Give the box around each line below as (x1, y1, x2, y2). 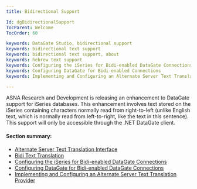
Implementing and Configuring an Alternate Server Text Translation (14, 170, 177, 177)
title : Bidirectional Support (6, 8, 80, 15)
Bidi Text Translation (14, 152, 64, 159)
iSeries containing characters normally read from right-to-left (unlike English (6, 106, 191, 114)
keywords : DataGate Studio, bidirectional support (6, 40, 133, 47)
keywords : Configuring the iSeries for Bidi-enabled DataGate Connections (6, 62, 193, 68)
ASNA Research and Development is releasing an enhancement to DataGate (6, 94, 190, 101)
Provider (14, 177, 36, 184)
